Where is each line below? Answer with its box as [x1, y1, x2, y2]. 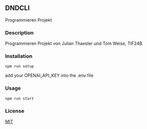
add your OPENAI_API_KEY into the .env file [5, 72, 93, 78]
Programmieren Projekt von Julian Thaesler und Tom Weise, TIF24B [5, 40, 143, 46]
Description [5, 29, 34, 36]
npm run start [5, 96, 34, 101]
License [5, 107, 25, 114]
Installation [5, 53, 33, 60]
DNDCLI [5, 4, 30, 12]
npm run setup [5, 64, 34, 69]
